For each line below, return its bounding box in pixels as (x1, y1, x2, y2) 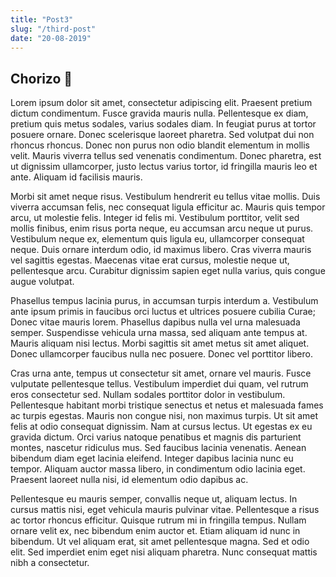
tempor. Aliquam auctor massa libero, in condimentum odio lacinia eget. (10, 463, 306, 475)
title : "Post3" (10, 14, 74, 25)
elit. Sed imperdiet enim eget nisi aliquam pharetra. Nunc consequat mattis (10, 546, 318, 558)
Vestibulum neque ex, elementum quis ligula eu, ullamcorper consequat (10, 233, 305, 245)
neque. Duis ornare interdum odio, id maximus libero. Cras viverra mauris (10, 244, 312, 256)
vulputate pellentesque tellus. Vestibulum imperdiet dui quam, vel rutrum (10, 378, 309, 390)
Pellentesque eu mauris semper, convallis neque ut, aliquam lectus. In (10, 493, 298, 505)
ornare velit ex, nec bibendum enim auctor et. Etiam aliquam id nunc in (10, 525, 301, 537)
